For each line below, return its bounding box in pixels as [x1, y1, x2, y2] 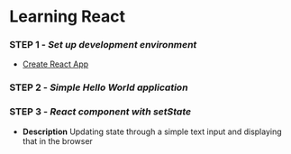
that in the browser [22, 135, 93, 146]
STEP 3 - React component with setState [9, 105, 192, 118]
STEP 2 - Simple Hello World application [9, 81, 188, 94]
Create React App [22, 59, 89, 69]
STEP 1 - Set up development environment [9, 39, 197, 51]
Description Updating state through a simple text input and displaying [22, 126, 282, 137]
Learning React [9, 6, 126, 27]
